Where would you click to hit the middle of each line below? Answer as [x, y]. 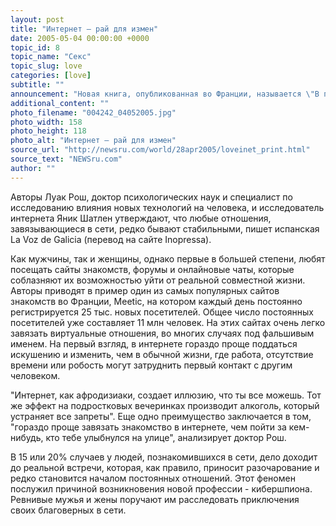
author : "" [33, 168]
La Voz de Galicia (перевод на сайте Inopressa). [111, 239]
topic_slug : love [46, 66]
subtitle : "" [37, 85]
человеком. [35, 375]
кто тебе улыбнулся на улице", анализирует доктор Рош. [166, 437]
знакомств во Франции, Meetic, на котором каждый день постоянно [156, 301]
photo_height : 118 [48, 131]
